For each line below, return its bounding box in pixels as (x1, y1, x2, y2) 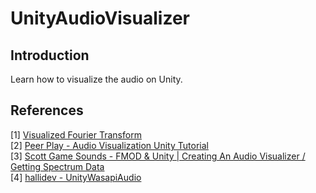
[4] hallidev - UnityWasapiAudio (10, 171, 142, 183)
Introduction (10, 47, 90, 64)
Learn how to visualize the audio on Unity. (10, 73, 183, 85)
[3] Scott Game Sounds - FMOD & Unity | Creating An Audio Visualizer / (10, 150, 306, 162)
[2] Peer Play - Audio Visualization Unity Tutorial (10, 139, 209, 151)
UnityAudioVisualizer (10, 7, 190, 30)
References (10, 102, 84, 119)
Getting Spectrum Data (10, 160, 105, 172)
